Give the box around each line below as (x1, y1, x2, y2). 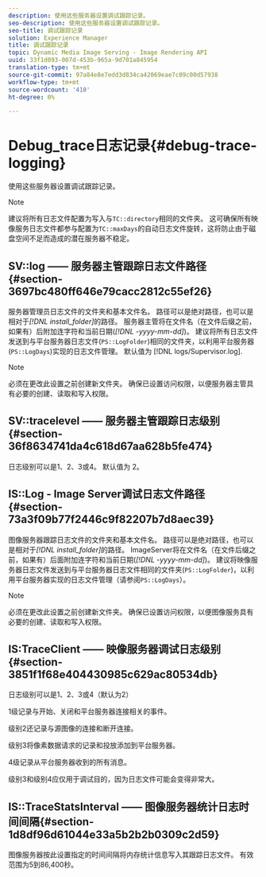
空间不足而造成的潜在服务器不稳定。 (14, 234, 133, 244)
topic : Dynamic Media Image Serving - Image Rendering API (8, 49, 208, 57)
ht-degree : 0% (8, 93, 56, 101)
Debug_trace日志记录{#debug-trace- (8, 137, 257, 155)
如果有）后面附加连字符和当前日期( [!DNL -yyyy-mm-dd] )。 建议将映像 (21, 555, 252, 564)
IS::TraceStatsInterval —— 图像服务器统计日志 (8, 800, 239, 813)
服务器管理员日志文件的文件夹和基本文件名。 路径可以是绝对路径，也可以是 (8, 307, 254, 316)
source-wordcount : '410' (8, 85, 91, 94)
